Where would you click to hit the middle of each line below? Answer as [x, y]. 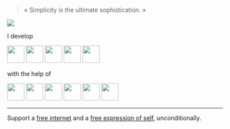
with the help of [29, 74]
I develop [20, 36]
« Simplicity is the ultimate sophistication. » [85, 10]
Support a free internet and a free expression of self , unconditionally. [104, 118]
